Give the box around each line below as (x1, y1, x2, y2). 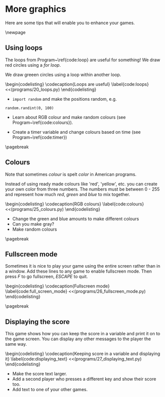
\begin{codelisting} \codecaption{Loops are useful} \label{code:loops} (5, 81, 149, 87)
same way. (5, 341, 27, 347)
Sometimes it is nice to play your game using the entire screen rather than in (5, 263, 161, 269)
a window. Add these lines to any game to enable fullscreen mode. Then (5, 268, 152, 275)
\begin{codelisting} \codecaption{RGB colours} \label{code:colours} (5, 201, 144, 207)
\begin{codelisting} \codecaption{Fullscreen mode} (5, 283, 110, 289)
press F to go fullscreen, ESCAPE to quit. (5, 274, 88, 279)
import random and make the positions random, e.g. (12, 96, 117, 102)
